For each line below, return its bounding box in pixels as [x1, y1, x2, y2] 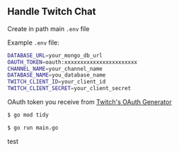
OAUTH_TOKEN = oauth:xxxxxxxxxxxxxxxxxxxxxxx [7, 58, 138, 66]
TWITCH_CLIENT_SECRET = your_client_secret [7, 85, 132, 92]
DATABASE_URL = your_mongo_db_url [7, 52, 103, 59]
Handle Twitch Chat [7, 6, 96, 18]
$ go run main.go [7, 124, 59, 131]
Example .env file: [7, 38, 59, 47]
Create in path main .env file [7, 24, 90, 33]
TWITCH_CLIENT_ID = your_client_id [7, 78, 106, 86]
